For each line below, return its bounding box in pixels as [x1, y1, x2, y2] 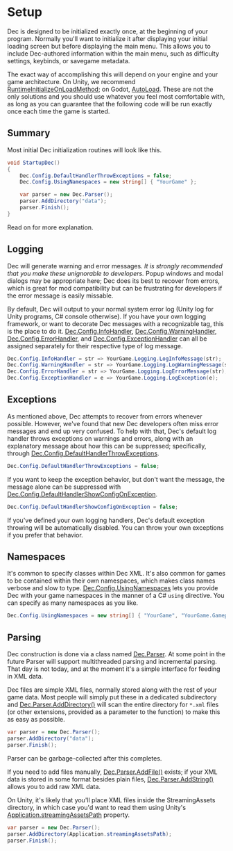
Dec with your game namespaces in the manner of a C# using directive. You [7, 592, 225, 600]
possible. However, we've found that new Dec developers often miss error [7, 419, 219, 428]
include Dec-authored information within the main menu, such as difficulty [7, 49, 220, 58]
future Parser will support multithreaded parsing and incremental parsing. [7, 658, 217, 666]
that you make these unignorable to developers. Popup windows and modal [7, 269, 223, 277]
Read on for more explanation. [7, 223, 94, 232]
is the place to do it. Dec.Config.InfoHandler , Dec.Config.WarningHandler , [7, 327, 217, 335]
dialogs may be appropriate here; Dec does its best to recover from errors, [7, 276, 221, 285]
